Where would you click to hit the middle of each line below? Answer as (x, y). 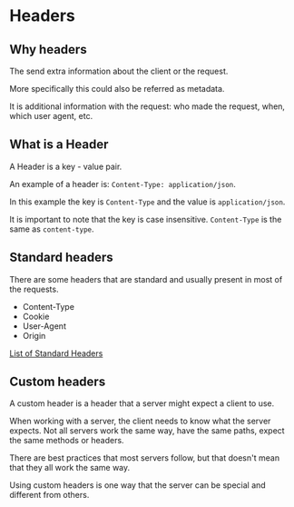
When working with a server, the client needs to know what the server (140, 421)
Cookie (36, 316)
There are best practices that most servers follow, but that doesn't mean (144, 458)
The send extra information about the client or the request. (119, 71)
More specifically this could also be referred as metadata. (117, 89)
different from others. (49, 495)
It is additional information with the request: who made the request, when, (147, 106)
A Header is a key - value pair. (66, 166)
